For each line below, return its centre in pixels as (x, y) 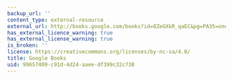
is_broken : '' (28, 45)
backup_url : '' (29, 13)
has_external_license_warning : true (60, 39)
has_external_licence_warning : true (60, 33)
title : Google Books (37, 58)
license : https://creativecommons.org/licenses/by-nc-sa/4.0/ (99, 52)
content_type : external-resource (55, 20)
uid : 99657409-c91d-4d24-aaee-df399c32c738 (71, 65)
